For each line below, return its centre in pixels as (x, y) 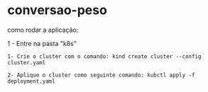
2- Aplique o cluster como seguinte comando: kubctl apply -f (101, 75)
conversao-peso (58, 10)
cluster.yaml (27, 62)
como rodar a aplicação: (43, 30)
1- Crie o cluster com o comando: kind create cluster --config (104, 56)
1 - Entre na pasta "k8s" (42, 43)
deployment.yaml (31, 81)
